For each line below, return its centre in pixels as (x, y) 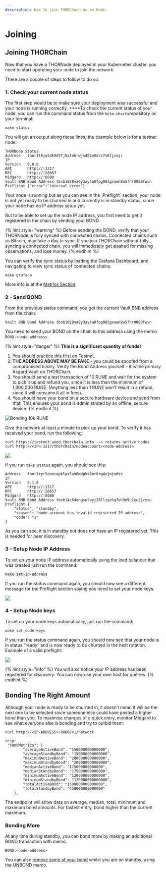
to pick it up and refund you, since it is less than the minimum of (78, 382)
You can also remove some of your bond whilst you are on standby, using (80, 860)
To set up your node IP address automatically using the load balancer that (81, 560)
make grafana (19, 275)
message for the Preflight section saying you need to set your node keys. (80, 589)
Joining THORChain (36, 53)
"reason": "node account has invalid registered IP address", (80, 513)
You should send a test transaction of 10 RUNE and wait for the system (84, 377)
